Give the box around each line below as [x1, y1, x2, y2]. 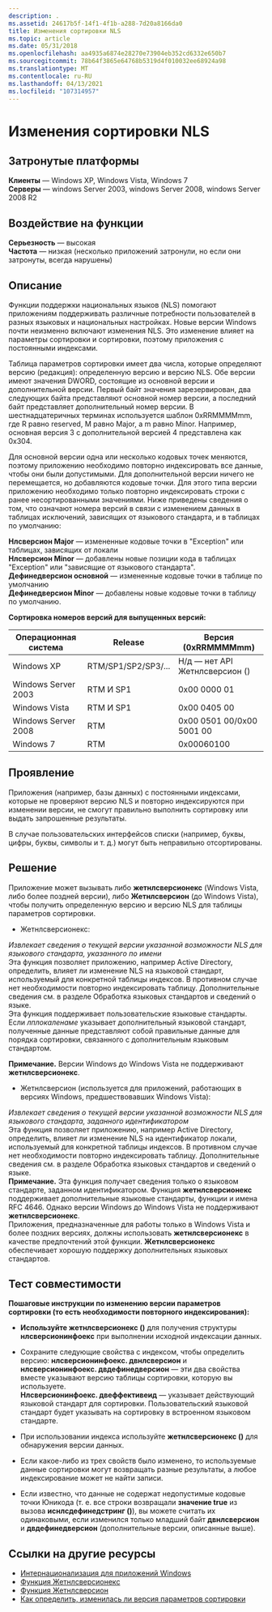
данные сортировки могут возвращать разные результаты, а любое [19, 1465, 257, 1474]
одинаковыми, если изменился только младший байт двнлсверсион [19, 1515, 260, 1525]
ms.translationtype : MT [8, 65, 89, 73]
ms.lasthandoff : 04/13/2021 [8, 79, 104, 87]
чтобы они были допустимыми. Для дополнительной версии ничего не [8, 469, 255, 479]
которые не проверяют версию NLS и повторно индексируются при [8, 795, 244, 806]
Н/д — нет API [177, 655, 233, 667]
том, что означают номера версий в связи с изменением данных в [8, 504, 241, 513]
